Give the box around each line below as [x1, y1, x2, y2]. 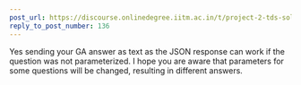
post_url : [9, 13, 47, 22]
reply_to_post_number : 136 [9, 21, 110, 30]
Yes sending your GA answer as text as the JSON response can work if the [9, 46, 285, 56]
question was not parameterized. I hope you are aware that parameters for [9, 55, 285, 66]
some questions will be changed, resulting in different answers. [9, 64, 244, 76]
